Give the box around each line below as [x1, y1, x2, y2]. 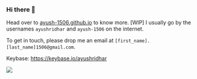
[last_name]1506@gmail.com [6, 44, 74, 50]
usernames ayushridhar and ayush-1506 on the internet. [6, 25, 144, 32]
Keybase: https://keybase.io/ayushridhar [6, 55, 107, 62]
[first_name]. [114, 38, 151, 44]
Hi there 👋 [6, 5, 36, 14]
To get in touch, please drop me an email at [6, 37, 114, 44]
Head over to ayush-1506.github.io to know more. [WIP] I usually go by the [6, 19, 192, 26]
